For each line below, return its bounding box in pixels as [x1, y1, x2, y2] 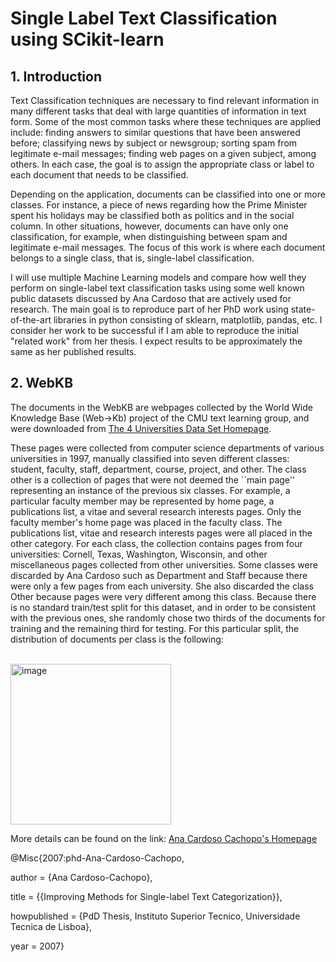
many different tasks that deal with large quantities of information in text [10, 105, 307, 117]
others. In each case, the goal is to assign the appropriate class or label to [10, 158, 315, 170]
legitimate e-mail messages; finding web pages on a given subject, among [10, 148, 317, 159]
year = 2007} [10, 940, 65, 952]
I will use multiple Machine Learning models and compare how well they [10, 272, 307, 283]
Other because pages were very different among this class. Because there [10, 590, 317, 602]
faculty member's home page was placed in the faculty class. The [10, 516, 283, 528]
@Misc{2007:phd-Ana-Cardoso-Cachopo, [10, 852, 185, 864]
